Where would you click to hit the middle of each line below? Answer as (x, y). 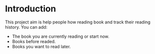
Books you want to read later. (41, 46)
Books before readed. (34, 41)
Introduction (31, 9)
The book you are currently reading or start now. (60, 36)
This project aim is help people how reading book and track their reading (78, 22)
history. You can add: (26, 27)
